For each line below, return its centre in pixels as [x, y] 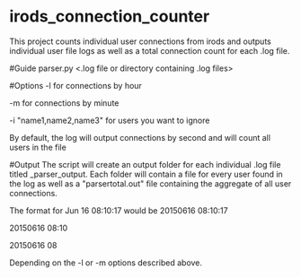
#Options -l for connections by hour [75, 85]
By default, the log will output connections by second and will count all [140, 137]
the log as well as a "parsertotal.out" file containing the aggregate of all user [150, 183]
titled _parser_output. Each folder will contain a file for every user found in [146, 174]
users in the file [38, 147]
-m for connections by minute [64, 103]
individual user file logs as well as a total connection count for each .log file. [150, 50]
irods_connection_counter [110, 17]
